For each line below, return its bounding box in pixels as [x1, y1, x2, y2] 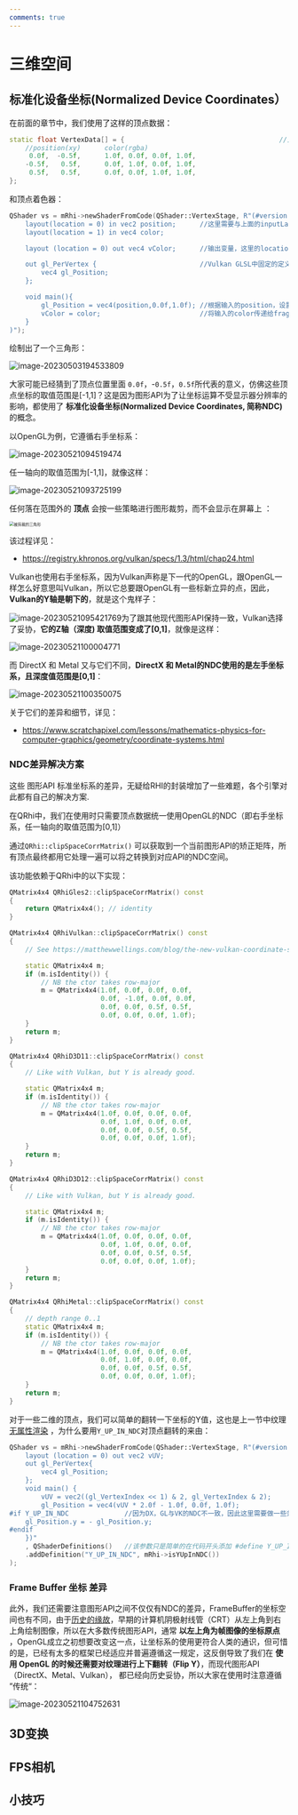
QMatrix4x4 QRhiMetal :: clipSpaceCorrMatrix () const [9, 1298, 204, 1307]
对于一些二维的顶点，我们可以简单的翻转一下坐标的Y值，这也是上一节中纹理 [9, 1414, 286, 1425]
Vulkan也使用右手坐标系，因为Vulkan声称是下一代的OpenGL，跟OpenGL [9, 572, 275, 582]
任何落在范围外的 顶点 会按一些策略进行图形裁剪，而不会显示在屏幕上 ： [9, 503, 272, 514]
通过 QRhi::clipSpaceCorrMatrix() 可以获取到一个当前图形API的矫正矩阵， [9, 840, 279, 851]
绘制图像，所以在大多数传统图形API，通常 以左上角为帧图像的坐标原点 [24, 1626, 281, 1636]
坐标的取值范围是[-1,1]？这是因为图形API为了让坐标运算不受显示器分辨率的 [16, 390, 288, 401]
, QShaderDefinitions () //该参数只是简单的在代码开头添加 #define [25, 1542, 263, 1551]
